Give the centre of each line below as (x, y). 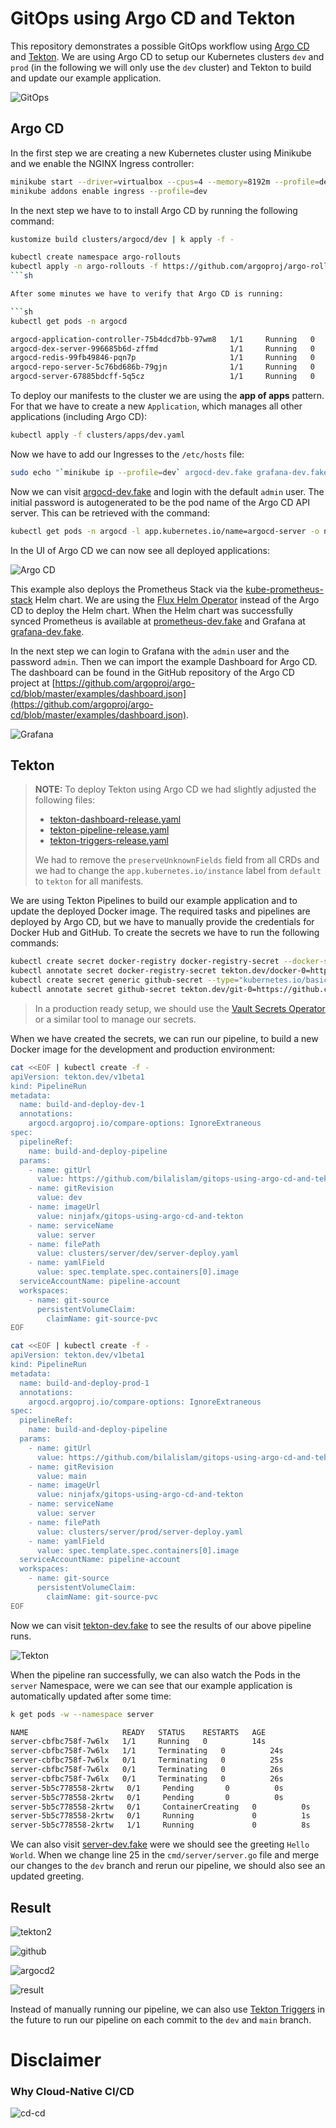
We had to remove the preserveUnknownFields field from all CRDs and (177, 860)
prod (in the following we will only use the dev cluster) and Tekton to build (161, 67)
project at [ (33, 683)
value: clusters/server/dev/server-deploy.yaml (138, 1253)
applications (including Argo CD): (79, 416)
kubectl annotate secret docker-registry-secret (113, 971)
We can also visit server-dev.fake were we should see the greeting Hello (160, 1844)
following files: (65, 800)
